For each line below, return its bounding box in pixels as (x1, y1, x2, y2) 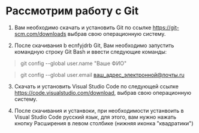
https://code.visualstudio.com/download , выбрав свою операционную (14, 89, 192, 96)
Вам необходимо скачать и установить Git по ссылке (14, 24, 152, 31)
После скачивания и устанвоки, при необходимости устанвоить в (14, 107, 184, 114)
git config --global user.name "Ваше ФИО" (20, 60, 127, 67)
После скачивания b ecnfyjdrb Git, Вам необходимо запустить (14, 42, 174, 49)
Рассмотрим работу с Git (5, 4, 139, 18)
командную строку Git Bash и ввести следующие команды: (14, 48, 167, 55)
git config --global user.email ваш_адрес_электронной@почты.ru (20, 71, 185, 78)
